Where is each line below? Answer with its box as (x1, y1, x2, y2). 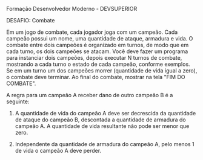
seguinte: (6, 98, 30, 105)
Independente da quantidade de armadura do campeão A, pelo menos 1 (15, 141, 195, 147)
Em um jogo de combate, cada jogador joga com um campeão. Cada (6, 28, 178, 36)
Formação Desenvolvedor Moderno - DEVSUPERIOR (6, 5, 138, 12)
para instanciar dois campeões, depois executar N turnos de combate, (6, 54, 182, 61)
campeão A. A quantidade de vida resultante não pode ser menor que (15, 123, 190, 129)
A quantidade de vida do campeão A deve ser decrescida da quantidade (15, 110, 196, 117)
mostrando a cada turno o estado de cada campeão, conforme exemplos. (6, 60, 190, 68)
